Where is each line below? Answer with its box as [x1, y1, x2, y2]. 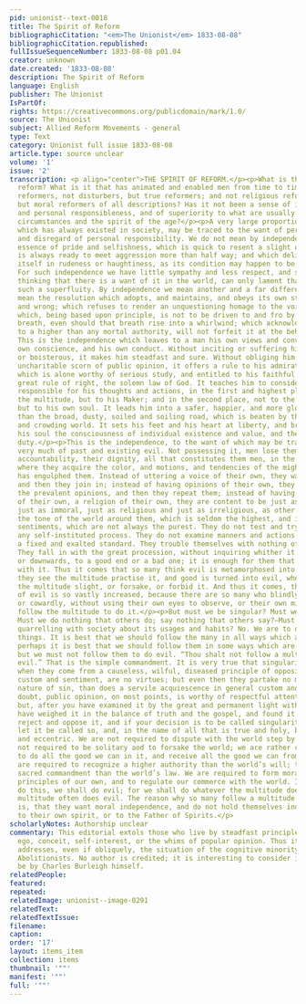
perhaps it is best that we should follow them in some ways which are [17, 641, 296, 651]
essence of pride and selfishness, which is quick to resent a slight [17, 243, 291, 252]
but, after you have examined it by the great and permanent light [17, 700, 280, 710]
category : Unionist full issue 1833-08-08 [9, 141, 173, 150]
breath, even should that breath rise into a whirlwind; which [17, 319, 262, 329]
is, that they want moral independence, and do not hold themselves [17, 802, 283, 812]
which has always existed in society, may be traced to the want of [17, 225, 283, 235]
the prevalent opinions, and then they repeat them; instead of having [17, 488, 296, 497]
